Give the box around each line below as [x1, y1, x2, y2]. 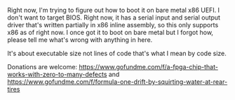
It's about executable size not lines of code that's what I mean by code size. [7, 49, 227, 57]
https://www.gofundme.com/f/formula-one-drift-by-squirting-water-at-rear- [7, 78, 228, 86]
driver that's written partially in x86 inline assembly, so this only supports [7, 21, 219, 29]
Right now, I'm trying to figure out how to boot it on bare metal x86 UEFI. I [7, 6, 220, 14]
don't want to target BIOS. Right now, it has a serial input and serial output [7, 13, 221, 22]
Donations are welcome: [7, 63, 78, 71]
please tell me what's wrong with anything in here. [7, 36, 153, 44]
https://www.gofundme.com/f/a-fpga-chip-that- [79, 63, 219, 71]
